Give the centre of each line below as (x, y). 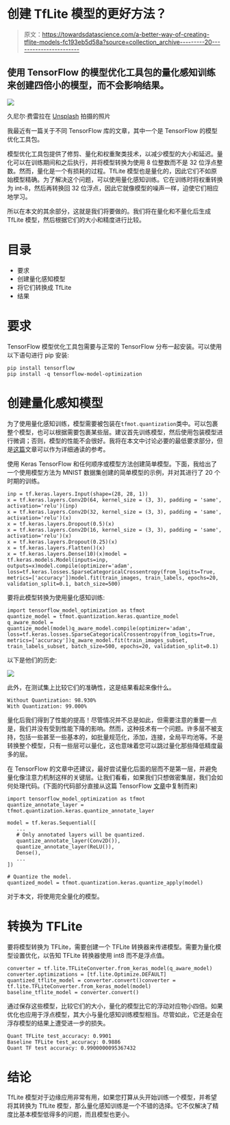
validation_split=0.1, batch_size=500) (64, 584)
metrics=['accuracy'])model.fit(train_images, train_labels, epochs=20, (113, 578)
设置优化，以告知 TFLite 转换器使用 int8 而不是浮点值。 (90, 955)
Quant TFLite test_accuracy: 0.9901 (59, 1036)
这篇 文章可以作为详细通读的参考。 (61, 449)
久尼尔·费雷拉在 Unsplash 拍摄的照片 (59, 116)
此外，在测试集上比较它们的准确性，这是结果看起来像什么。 (91, 687)
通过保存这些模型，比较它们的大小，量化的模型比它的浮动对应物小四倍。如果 (115, 1006)
